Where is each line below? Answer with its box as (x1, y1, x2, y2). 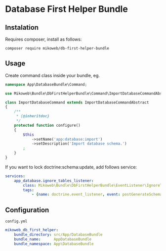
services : (5, 173, 26, 179)
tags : (23, 187, 35, 193)
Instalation (5, 23, 39, 32)
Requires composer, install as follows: (5, 36, 82, 42)
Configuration (5, 205, 49, 214)
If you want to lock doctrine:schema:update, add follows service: (5, 164, 137, 170)
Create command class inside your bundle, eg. (5, 72, 100, 78)
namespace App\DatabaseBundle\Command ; (5, 82, 87, 87)
